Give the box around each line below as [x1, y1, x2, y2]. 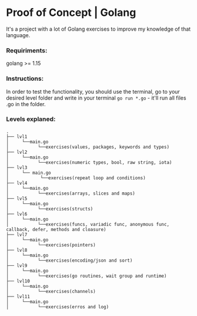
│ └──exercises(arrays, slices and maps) [6, 190, 135, 196]
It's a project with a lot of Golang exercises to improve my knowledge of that [6, 25, 191, 32]
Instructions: [6, 74, 44, 83]
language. [6, 31, 31, 38]
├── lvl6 [6, 211, 28, 217]
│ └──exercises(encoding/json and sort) [6, 257, 133, 264]
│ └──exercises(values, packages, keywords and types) [6, 144, 169, 150]
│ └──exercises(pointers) [6, 242, 96, 248]
